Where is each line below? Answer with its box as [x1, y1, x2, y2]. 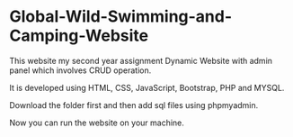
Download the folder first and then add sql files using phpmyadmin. [9, 99, 259, 110]
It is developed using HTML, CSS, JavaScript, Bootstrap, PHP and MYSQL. [9, 82, 285, 93]
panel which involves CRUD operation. [9, 65, 152, 76]
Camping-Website [9, 25, 149, 46]
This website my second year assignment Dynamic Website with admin [9, 55, 272, 66]
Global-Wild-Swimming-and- [9, 6, 233, 27]
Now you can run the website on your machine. [9, 117, 184, 128]
